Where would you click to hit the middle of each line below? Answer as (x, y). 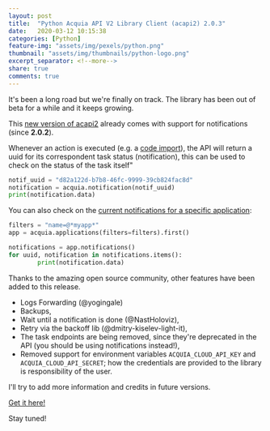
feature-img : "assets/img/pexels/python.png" (86, 46)
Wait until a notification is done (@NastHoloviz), (99, 319)
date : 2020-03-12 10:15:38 (57, 31)
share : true (28, 69)
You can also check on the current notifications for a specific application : (130, 211)
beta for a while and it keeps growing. (71, 108)
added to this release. (44, 286)
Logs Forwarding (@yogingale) (72, 302)
